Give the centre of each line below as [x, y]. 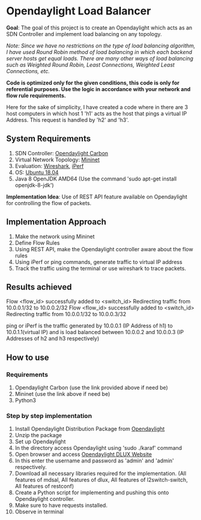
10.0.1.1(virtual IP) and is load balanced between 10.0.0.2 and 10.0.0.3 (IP [95, 332]
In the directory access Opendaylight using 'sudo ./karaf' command [98, 448]
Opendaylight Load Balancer [79, 11]
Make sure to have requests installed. [61, 506]
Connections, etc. [28, 71]
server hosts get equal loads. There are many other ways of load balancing [100, 58]
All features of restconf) [44, 486]
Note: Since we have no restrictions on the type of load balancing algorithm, [101, 46]
